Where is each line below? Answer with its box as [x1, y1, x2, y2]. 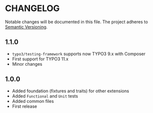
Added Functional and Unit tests [12, 93, 78, 99]
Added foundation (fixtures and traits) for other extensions [12, 88, 130, 94]
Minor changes [12, 61, 43, 67]
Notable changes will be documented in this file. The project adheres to [5, 19, 148, 25]
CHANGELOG [5, 3, 60, 14]
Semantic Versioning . [5, 24, 48, 29]
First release [12, 103, 37, 109]
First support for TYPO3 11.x [12, 56, 69, 62]
